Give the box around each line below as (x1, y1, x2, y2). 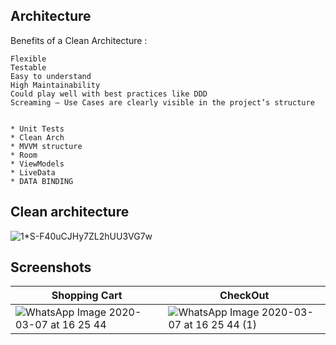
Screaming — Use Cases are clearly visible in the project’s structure (10, 97, 315, 108)
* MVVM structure (10, 141, 83, 151)
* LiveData (10, 167, 56, 178)
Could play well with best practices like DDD (10, 89, 208, 99)
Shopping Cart (51, 289, 123, 303)
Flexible (10, 54, 47, 64)
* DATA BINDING (10, 176, 74, 186)
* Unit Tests (10, 124, 65, 134)
